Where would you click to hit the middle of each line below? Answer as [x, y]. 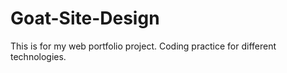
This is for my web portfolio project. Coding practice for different [143, 46]
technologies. [38, 56]
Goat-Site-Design [85, 18]
